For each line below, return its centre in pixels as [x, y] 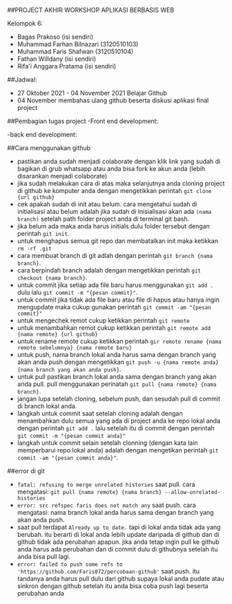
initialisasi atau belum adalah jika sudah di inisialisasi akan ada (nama [114, 211]
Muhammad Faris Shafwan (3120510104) [75, 52]
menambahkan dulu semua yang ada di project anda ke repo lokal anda [119, 421]
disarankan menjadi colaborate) [62, 176]
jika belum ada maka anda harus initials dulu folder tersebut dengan [114, 226]
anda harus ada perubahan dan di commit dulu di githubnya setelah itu [117, 549]
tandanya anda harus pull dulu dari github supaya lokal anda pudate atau [120, 578]
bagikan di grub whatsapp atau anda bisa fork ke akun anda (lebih [111, 168]
